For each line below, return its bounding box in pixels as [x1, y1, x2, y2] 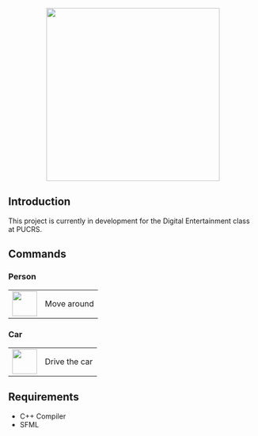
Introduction [8, 195, 71, 209]
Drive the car [44, 356, 93, 367]
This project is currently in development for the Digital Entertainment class [8, 216, 251, 226]
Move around [44, 298, 95, 309]
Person [8, 271, 37, 282]
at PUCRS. [8, 224, 42, 233]
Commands [8, 248, 67, 261]
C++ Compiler [19, 411, 66, 421]
